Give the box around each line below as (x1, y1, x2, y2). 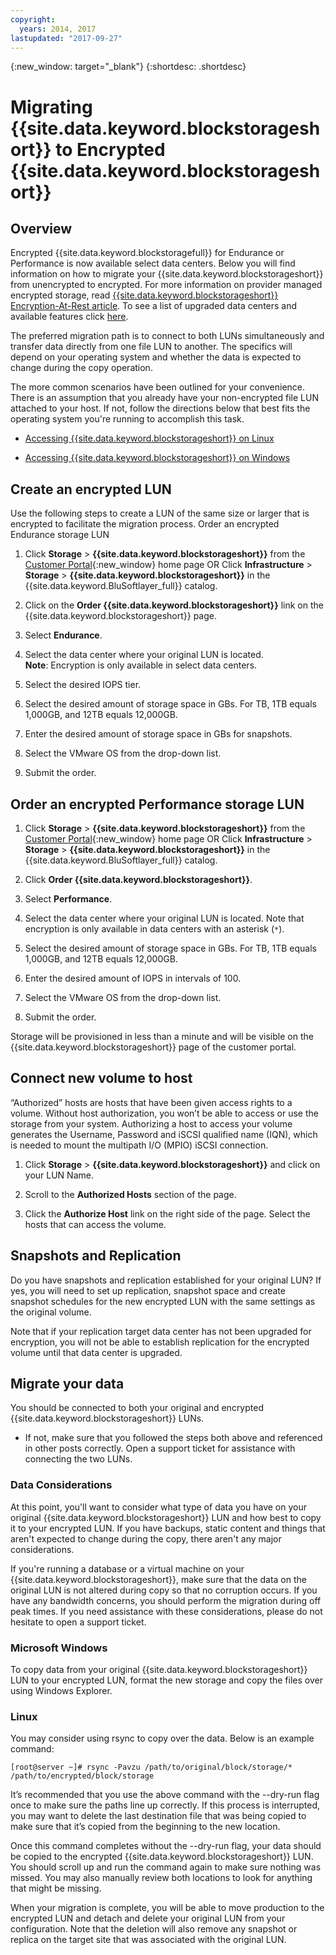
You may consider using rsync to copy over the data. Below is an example (10, 1732, 315, 1745)
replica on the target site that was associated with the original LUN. (10, 1934, 287, 1946)
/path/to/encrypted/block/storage (10, 1771, 155, 1781)
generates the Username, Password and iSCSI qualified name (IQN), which (10, 1128, 318, 1140)
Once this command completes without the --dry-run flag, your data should (10, 1840, 322, 1852)
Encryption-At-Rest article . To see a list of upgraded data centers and (10, 300, 298, 312)
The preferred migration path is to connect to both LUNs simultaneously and (10, 330, 325, 342)
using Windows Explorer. (10, 1685, 113, 1697)
